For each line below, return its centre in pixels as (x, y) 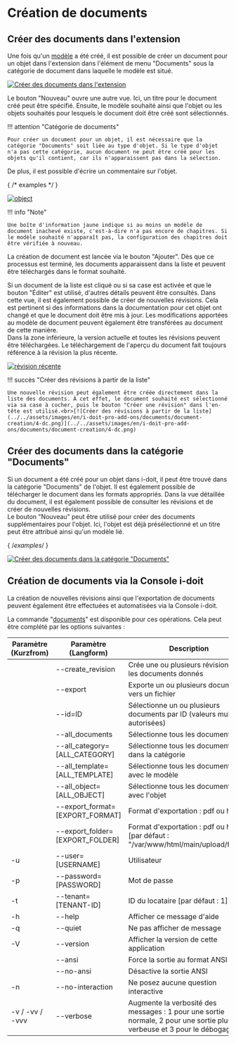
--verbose (74, 1016)
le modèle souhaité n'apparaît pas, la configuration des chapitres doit (118, 237)
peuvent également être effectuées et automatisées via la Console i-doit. (113, 605)
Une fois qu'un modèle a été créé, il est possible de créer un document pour (118, 56)
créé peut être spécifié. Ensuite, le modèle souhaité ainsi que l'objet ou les (115, 106)
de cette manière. (33, 330)
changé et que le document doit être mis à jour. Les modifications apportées (118, 315)
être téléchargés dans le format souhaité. (67, 271)
